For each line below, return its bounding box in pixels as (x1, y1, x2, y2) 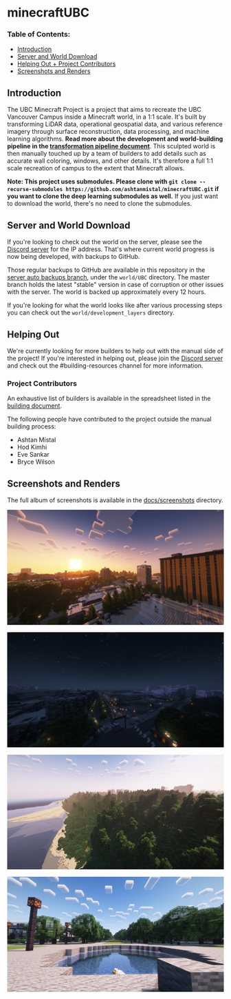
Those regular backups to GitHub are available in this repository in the (7, 266, 206, 274)
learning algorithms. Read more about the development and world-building (7, 135, 223, 143)
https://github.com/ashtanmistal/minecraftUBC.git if (65, 185, 219, 193)
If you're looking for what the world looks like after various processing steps (7, 301, 223, 310)
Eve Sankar (16, 451, 49, 459)
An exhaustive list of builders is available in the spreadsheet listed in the (7, 395, 211, 403)
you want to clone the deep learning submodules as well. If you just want (7, 192, 219, 201)
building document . (7, 402, 62, 410)
